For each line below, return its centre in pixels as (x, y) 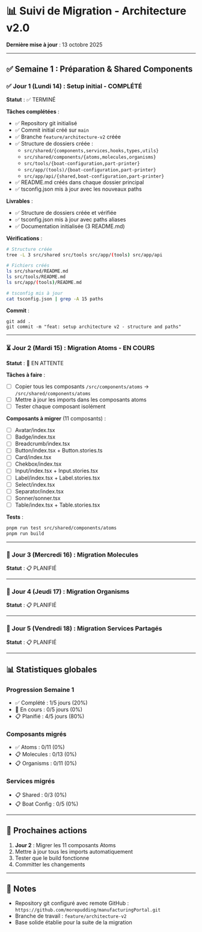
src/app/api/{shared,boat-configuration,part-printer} (94, 176)
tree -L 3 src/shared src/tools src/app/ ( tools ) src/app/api (84, 255)
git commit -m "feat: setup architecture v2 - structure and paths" (94, 327)
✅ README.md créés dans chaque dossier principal (79, 182)
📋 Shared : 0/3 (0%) (41, 795)
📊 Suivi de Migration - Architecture (96, 11)
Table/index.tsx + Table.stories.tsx (57, 505)
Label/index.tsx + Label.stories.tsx (57, 478)
